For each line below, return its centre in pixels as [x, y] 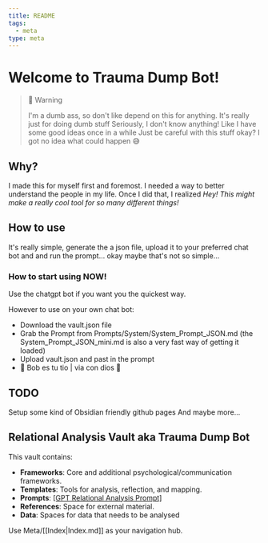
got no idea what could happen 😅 [84, 141]
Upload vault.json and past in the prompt [87, 359]
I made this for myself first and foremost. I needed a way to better [117, 186]
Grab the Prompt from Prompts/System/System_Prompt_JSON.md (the [136, 334]
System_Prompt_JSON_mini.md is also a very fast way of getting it [129, 342]
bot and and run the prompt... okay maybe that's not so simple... [114, 255]
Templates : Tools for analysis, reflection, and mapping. [111, 489]
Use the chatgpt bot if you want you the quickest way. [97, 294]
